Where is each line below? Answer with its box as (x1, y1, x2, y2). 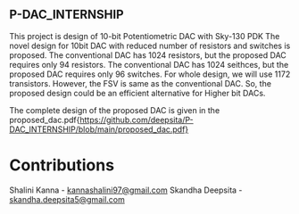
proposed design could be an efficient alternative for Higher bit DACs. (9, 87, 266, 98)
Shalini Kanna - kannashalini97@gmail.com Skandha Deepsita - (9, 185, 243, 195)
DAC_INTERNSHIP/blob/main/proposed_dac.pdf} (9, 124, 189, 135)
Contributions (9, 155, 114, 175)
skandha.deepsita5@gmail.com (9, 193, 125, 204)
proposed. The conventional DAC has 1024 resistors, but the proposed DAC (9, 49, 287, 61)
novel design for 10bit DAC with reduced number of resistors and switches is (9, 40, 291, 51)
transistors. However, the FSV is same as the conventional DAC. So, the (9, 78, 272, 88)
